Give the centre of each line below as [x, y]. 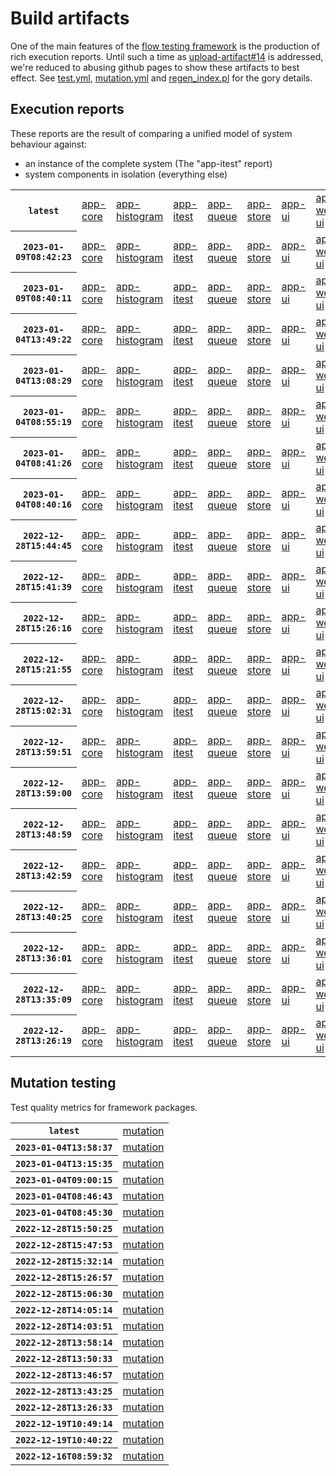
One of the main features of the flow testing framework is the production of [165, 46]
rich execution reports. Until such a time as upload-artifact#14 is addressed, [167, 56]
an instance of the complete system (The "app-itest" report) [148, 163]
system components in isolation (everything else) [126, 174]
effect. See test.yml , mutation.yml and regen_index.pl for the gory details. [161, 78]
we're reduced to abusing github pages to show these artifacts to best [155, 67]
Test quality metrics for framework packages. [104, 1107]
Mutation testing [63, 1083]
